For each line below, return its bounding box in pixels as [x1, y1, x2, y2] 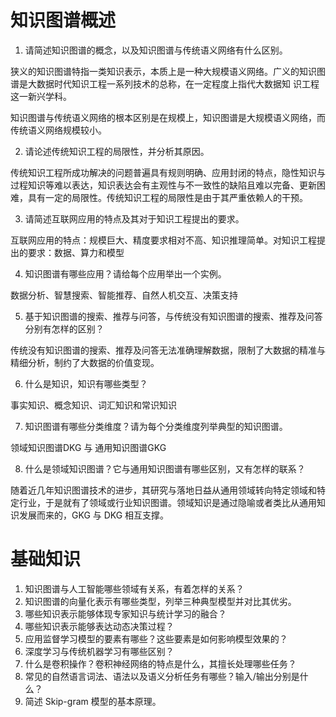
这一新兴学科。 [10, 90, 72, 102]
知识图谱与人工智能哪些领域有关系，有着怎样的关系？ [24, 582, 245, 595]
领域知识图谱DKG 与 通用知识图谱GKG [10, 441, 167, 453]
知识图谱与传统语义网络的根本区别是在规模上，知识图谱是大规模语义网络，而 [10, 111, 326, 123]
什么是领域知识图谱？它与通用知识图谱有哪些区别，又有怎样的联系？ [24, 462, 306, 475]
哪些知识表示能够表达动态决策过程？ [24, 620, 175, 632]
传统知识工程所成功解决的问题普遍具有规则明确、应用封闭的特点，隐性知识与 [10, 166, 326, 178]
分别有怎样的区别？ [24, 322, 105, 335]
